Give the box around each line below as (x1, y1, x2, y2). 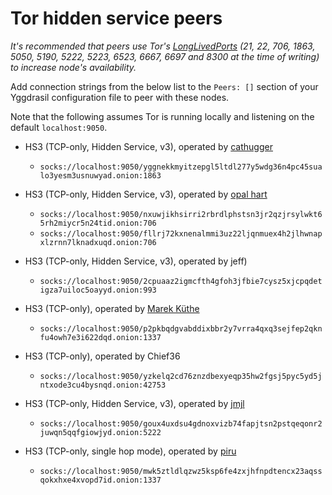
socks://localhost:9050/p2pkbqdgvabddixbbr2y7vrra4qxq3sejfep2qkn (39, 323, 323, 334)
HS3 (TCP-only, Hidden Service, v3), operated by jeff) (24, 255, 248, 267)
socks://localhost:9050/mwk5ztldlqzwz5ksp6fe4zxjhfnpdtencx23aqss (39, 466, 323, 476)
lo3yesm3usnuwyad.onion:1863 (39, 170, 162, 181)
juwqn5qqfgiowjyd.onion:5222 (39, 427, 162, 437)
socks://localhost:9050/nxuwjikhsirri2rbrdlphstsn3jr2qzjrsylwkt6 (39, 209, 323, 219)
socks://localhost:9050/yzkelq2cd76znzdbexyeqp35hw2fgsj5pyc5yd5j (39, 371, 323, 381)
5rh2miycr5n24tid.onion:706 (39, 218, 157, 228)
